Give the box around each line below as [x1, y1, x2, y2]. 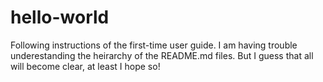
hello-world [10, 6, 110, 29]
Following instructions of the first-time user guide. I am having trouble [10, 39, 298, 51]
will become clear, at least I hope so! [10, 60, 161, 72]
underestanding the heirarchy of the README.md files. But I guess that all [10, 49, 314, 61]
